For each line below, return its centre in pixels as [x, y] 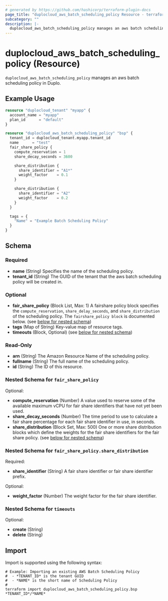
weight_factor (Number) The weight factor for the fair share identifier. [84, 496]
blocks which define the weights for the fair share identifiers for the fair [86, 432]
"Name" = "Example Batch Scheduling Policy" [61, 221]
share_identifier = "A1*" [45, 170]
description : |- [22, 24]
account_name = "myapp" [34, 115]
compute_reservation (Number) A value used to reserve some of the [84, 400]
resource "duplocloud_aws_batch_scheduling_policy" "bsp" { [69, 133]
